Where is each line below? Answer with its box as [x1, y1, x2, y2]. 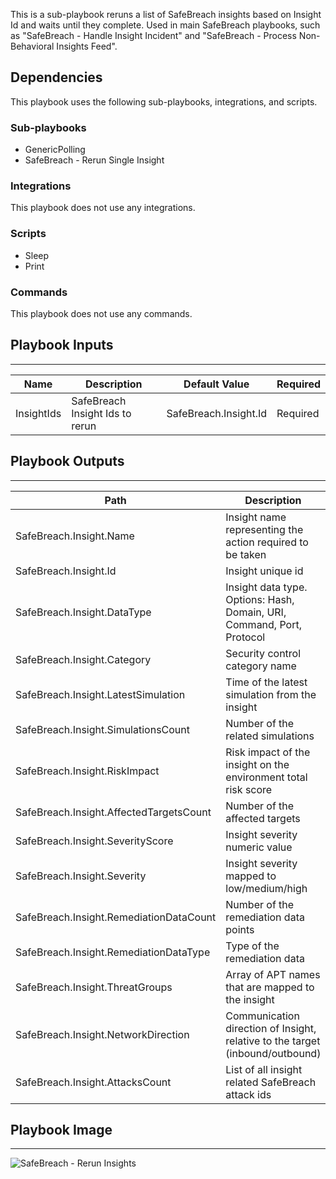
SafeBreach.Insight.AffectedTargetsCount [15, 805, 212, 819]
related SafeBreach [225, 1075, 317, 1089]
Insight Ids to [71, 406, 132, 420]
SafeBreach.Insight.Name [15, 529, 135, 543]
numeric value [225, 840, 293, 854]
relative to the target [225, 1034, 321, 1048]
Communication [225, 1009, 300, 1023]
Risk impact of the [225, 745, 311, 759]
